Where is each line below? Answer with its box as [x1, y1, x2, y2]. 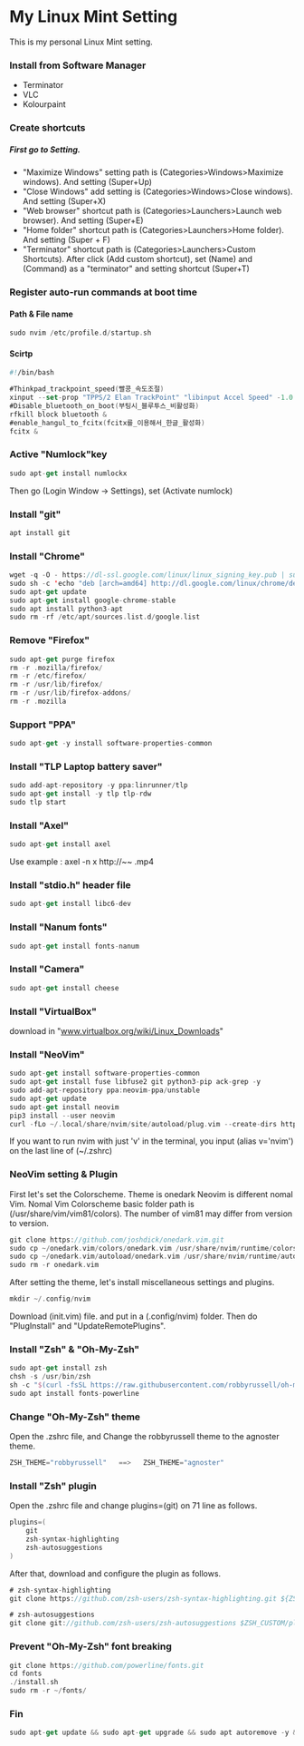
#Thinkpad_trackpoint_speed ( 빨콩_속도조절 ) [9, 385, 165, 394]
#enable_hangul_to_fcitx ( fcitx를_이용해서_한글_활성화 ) [9, 418, 205, 427]
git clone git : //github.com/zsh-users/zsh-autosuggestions [9, 1619, 237, 1628]
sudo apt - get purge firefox [9, 655, 116, 664]
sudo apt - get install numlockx [9, 469, 128, 478]
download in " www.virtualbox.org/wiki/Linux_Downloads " [9, 1025, 224, 1036]
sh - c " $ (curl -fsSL [9, 1380, 88, 1390]
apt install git [9, 528, 71, 537]
